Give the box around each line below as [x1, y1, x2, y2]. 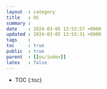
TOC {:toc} [15, 76, 42, 84]
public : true [6, 48, 45, 54]
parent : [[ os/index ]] [6, 54, 66, 60]
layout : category [6, 8, 56, 15]
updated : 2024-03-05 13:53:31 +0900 [6, 31, 102, 38]
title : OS [6, 15, 39, 21]
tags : [6, 37, 31, 43]
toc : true [6, 43, 45, 49]
